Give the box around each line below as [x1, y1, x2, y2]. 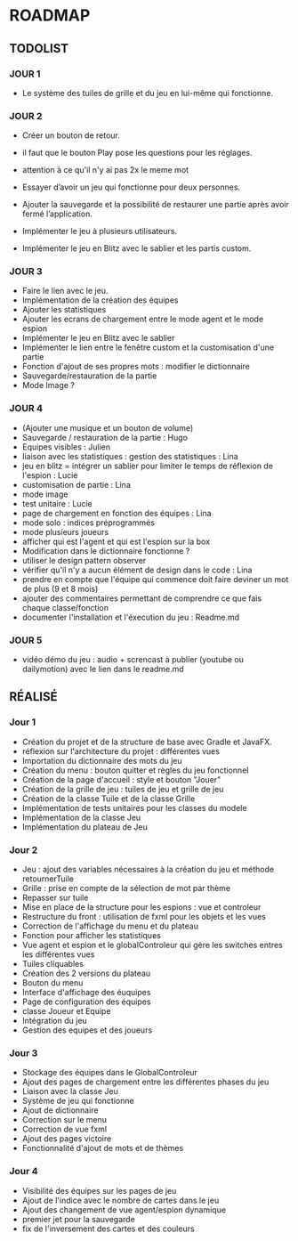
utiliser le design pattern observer [21, 555, 147, 565]
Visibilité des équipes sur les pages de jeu [21, 1185, 177, 1196]
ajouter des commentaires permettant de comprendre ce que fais [21, 593, 262, 604]
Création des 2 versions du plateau [21, 968, 151, 979]
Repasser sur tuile [21, 892, 89, 904]
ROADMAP [9, 5, 91, 26]
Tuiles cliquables [21, 959, 85, 969]
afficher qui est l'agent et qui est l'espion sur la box [21, 536, 211, 547]
